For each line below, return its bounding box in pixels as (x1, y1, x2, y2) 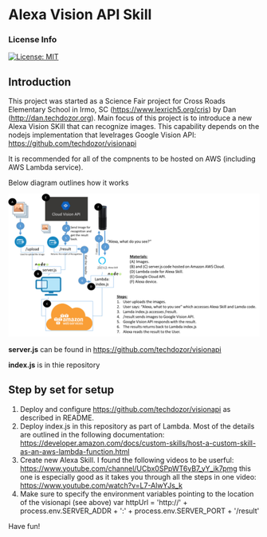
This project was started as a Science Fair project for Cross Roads (8, 96, 226, 106)
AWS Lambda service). (8, 163, 84, 172)
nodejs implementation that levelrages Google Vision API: (8, 130, 197, 140)
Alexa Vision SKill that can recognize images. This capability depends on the (8, 122, 260, 131)
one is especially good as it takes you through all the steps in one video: (19, 472, 257, 481)
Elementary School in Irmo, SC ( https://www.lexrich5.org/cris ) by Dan (8, 105, 237, 115)
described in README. (19, 413, 94, 422)
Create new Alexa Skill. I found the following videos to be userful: (19, 455, 234, 464)
